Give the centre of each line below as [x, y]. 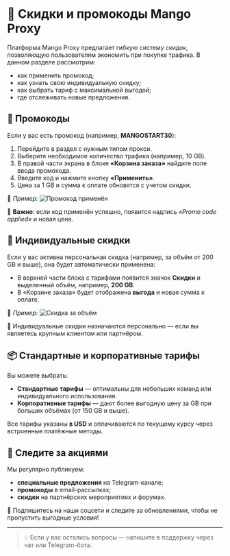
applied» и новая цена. [40, 219]
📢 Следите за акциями [57, 453]
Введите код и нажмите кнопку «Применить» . [86, 178]
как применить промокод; [55, 75]
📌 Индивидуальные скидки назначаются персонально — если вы [103, 326]
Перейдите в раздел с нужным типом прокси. [85, 148]
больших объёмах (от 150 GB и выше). [73, 411]
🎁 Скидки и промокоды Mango [99, 14]
